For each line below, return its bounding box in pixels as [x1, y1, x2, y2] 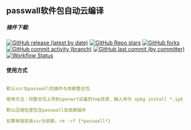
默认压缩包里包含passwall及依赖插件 [6, 107, 86, 113]
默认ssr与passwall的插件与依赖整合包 [6, 85, 90, 91]
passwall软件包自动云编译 [6, 5, 104, 16]
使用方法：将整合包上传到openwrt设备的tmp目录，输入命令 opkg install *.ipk [6, 96, 184, 102]
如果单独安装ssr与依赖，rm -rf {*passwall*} [6, 118, 111, 125]
